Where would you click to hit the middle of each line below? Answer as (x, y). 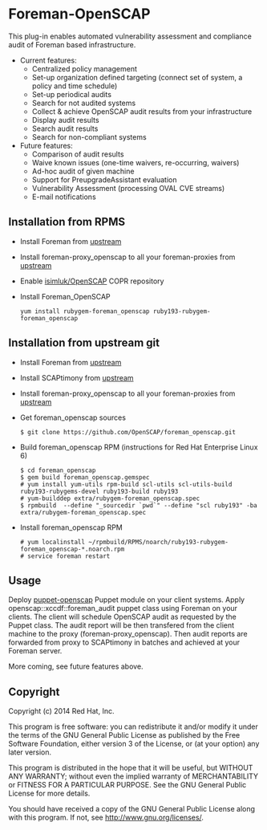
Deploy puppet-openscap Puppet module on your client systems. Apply (127, 600)
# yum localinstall (53, 542)
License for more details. (49, 793)
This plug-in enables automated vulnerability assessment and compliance (130, 36)
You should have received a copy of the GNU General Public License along (131, 809)
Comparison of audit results (78, 154)
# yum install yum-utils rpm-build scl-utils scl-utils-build (126, 484)
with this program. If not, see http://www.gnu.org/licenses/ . (106, 818)
